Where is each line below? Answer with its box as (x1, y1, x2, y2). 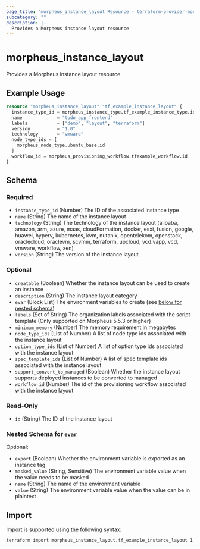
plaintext (14, 493, 37, 500)
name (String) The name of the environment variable (14, 480, 141, 488)
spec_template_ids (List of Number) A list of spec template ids (14, 355, 167, 362)
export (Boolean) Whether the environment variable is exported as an (14, 455, 185, 462)
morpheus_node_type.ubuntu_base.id (17, 142, 105, 149)
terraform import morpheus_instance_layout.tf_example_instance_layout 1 (6, 538, 193, 544)
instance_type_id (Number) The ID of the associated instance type (14, 206, 180, 214)
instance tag (14, 462, 46, 469)
